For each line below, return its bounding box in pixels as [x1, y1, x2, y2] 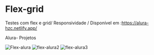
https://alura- [121, 20, 149, 26]
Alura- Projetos [5, 35, 36, 41]
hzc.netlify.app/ [5, 25, 37, 31]
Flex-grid [5, 3, 44, 15]
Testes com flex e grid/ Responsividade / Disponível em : [5, 20, 122, 26]
